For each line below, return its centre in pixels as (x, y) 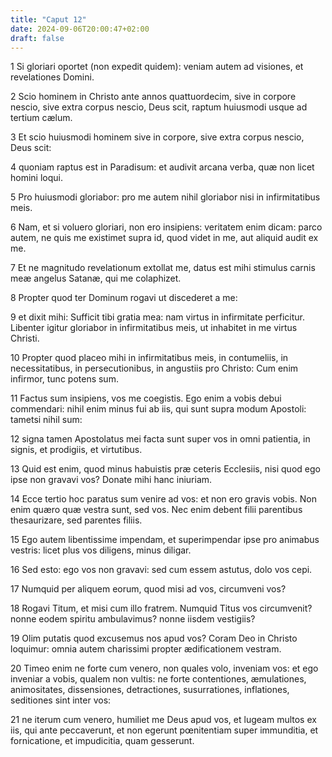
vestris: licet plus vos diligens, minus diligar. (101, 550)
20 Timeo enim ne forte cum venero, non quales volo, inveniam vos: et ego (164, 668)
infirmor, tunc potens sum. (64, 379)
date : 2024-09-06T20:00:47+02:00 (80, 29)
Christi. (25, 338)
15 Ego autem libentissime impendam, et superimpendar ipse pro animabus (165, 540)
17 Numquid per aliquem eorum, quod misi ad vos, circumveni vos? (148, 589)
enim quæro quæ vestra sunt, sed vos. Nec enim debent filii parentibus (156, 510)
